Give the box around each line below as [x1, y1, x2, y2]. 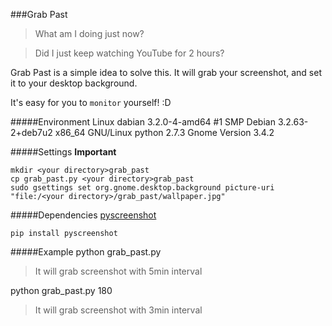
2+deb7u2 [10, 127, 53, 138]
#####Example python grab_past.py [10, 246, 162, 258]
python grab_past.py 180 [10, 285, 113, 296]
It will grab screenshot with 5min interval [34, 265, 203, 277]
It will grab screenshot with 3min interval [34, 304, 203, 316]
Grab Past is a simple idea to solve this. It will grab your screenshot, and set [10, 67, 322, 78]
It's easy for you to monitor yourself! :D [10, 97, 172, 108]
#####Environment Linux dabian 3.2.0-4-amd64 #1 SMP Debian [10, 116, 276, 128]
